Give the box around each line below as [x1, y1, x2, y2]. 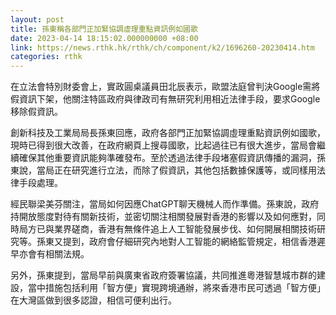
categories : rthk [10, 52, 83, 62]
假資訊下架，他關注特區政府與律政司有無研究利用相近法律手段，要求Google [10, 93, 321, 105]
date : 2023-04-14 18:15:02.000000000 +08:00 [10, 33, 199, 43]
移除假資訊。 [10, 106, 63, 118]
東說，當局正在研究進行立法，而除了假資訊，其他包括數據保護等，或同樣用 [10, 164, 317, 176]
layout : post [10, 14, 65, 25]
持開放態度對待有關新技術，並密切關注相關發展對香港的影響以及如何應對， [10, 211, 317, 223]
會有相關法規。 [27, 248, 90, 260]
